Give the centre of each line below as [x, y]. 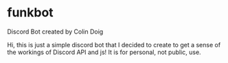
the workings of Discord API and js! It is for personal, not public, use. [104, 52]
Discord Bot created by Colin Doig [55, 32]
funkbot [30, 13]
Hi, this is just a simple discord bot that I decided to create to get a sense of [114, 45]
